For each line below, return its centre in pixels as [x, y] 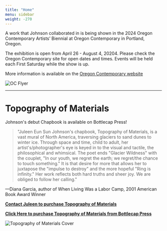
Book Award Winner [26, 195]
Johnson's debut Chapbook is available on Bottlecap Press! [66, 122]
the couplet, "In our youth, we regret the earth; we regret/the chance [87, 158]
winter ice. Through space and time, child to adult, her [73, 142]
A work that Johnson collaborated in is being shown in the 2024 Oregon [79, 33]
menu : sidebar [20, 14]
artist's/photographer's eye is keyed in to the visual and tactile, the [85, 148]
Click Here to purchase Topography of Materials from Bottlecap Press [79, 214]
